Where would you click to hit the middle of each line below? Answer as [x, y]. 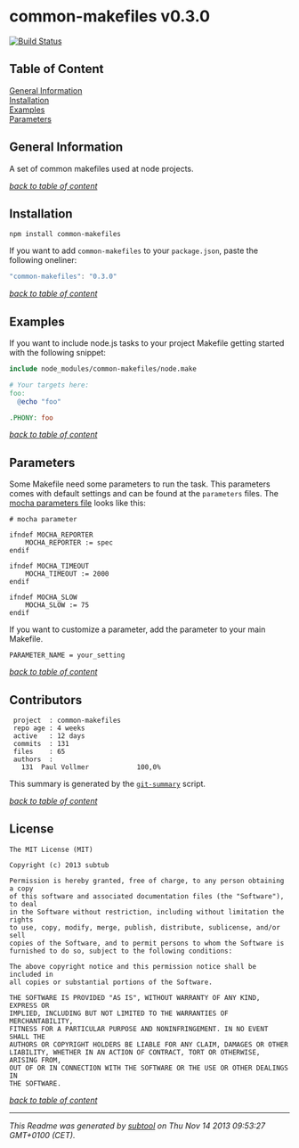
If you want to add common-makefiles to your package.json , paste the [134, 250]
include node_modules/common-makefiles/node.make [103, 369]
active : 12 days [49, 736]
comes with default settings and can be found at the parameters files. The [144, 494]
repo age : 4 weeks [49, 728]
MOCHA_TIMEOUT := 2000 [67, 574]
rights [21, 920]
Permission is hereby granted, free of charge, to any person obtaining [147, 881]
